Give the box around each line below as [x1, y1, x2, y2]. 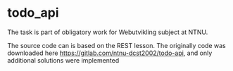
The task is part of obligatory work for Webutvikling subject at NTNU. [7, 28, 208, 36]
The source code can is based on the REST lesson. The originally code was [7, 41, 227, 49]
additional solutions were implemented [7, 56, 120, 64]
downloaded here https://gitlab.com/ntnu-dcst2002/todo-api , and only [7, 49, 213, 57]
